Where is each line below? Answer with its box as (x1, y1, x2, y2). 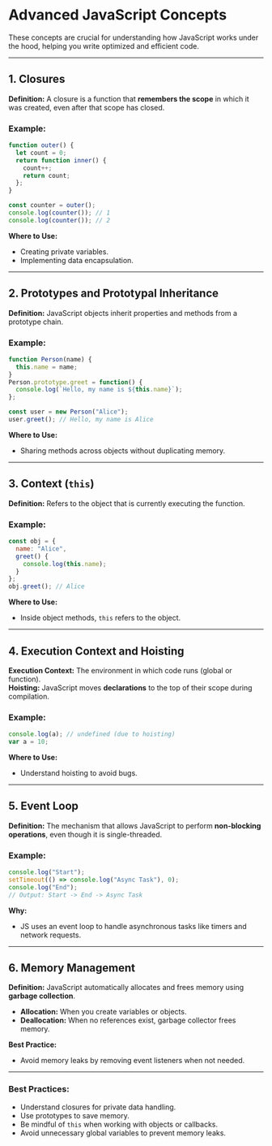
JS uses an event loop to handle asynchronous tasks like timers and (19, 921, 247, 931)
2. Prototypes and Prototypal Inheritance (8, 287, 219, 301)
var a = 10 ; (8, 737, 49, 746)
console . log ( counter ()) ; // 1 (8, 209, 111, 217)
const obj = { (8, 538, 57, 546)
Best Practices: (8, 1083, 70, 1095)
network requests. (19, 930, 82, 940)
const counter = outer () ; (8, 201, 96, 210)
